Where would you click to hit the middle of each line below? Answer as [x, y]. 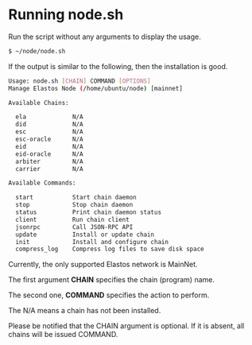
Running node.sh [66, 15]
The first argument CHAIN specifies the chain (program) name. [111, 280]
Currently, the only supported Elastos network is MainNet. [103, 265]
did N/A [49, 125]
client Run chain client [72, 219]
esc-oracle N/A [49, 140]
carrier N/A [49, 169]
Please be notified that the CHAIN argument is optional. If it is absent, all [126, 326]
